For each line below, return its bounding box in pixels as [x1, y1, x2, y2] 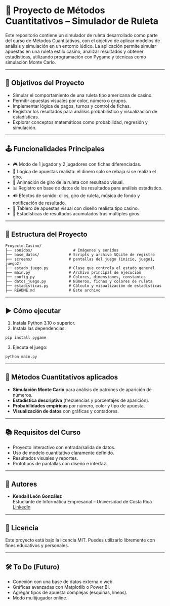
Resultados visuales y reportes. [12, 455, 78, 461]
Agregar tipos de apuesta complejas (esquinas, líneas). [12, 589, 127, 595]
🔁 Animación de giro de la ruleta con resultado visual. [12, 179, 124, 185]
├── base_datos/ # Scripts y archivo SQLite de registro [5, 252, 155, 258]
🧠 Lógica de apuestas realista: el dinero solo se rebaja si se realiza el [12, 168, 156, 174]
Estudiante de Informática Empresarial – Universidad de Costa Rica [12, 499, 152, 505]
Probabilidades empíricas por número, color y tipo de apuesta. [12, 402, 145, 408]
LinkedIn [12, 504, 31, 510]
